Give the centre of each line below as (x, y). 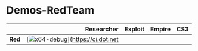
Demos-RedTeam (50, 10)
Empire (160, 29)
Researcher (102, 29)
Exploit (134, 29)
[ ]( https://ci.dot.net (72, 39)
